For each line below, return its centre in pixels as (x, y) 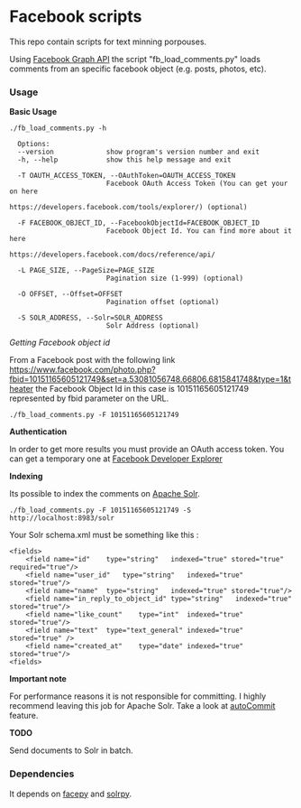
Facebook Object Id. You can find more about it (199, 231)
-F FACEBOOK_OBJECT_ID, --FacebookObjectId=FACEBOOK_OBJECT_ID (138, 223)
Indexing (26, 477)
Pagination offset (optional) (163, 302)
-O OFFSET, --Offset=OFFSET (70, 294)
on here (24, 191)
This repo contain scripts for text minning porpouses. (108, 42)
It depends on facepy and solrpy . (71, 794)
